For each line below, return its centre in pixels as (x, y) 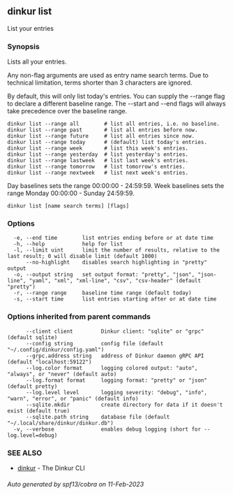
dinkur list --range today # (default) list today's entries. (107, 143)
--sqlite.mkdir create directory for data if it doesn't (124, 405)
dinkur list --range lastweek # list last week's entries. (98, 161)
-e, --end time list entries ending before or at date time (114, 238)
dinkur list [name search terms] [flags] (68, 206)
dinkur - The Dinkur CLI (51, 468)
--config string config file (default (95, 343)
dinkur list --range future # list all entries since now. (101, 136)
